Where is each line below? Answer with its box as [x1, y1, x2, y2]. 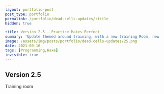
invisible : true [5, 52, 38, 57]
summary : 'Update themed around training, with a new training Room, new [5, 34, 160, 39]
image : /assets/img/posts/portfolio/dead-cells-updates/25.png [5, 39, 137, 44]
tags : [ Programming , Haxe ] [5, 47, 58, 53]
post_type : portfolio [5, 12, 50, 17]
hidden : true [5, 21, 32, 26]
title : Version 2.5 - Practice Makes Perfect [5, 30, 100, 35]
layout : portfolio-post [5, 7, 54, 12]
